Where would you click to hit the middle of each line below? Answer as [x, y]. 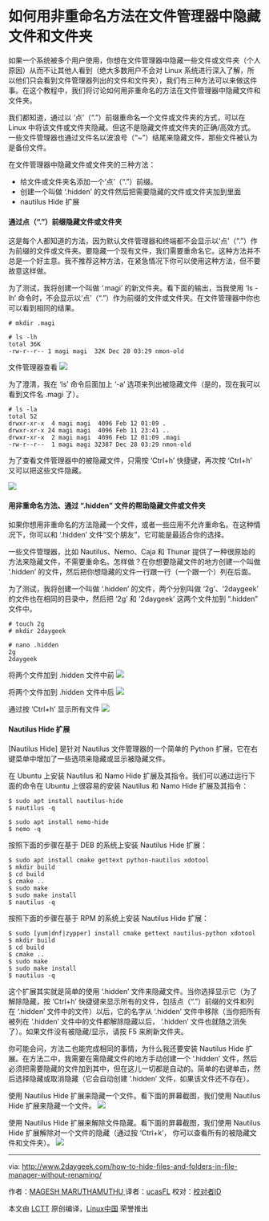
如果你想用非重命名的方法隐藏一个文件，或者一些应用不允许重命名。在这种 [131, 525]
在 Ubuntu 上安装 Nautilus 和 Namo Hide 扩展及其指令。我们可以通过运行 [128, 776]
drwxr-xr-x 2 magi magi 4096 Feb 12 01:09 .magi [94, 438]
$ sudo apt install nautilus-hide [66, 801]
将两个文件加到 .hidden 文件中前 [61, 675]
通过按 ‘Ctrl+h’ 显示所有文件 [54, 709]
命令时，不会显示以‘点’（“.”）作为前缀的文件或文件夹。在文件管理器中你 [135, 298]
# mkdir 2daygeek [37, 631]
